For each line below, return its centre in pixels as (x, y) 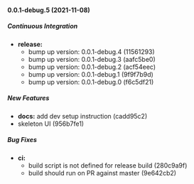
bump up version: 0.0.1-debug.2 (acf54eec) (92, 67)
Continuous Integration (43, 26)
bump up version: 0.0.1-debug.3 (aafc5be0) (92, 59)
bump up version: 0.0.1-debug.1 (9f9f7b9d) (91, 74)
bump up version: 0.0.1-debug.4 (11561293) (91, 52)
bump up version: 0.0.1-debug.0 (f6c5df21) (91, 82)
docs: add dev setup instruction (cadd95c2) (82, 116)
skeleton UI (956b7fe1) (50, 124)
